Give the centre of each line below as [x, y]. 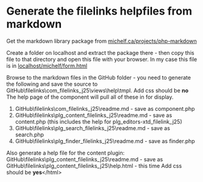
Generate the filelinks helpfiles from [99, 11]
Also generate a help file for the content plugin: [66, 153]
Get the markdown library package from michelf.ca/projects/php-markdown [101, 41]
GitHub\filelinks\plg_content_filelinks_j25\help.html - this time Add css [94, 166]
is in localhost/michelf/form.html [47, 66]
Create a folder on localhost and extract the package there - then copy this [100, 52]
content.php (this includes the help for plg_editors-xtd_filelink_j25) [98, 121]
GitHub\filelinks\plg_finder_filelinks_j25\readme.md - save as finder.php [105, 141]
